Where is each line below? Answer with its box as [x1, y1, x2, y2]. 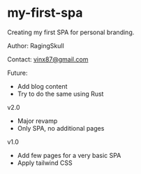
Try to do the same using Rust [17, 89, 104, 98]
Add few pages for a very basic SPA [17, 151, 121, 159]
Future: [7, 68, 28, 77]
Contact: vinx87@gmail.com [7, 55, 89, 64]
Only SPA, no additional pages [17, 124, 105, 132]
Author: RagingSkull [7, 41, 64, 50]
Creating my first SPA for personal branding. [7, 28, 135, 36]
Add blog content [17, 82, 68, 90]
